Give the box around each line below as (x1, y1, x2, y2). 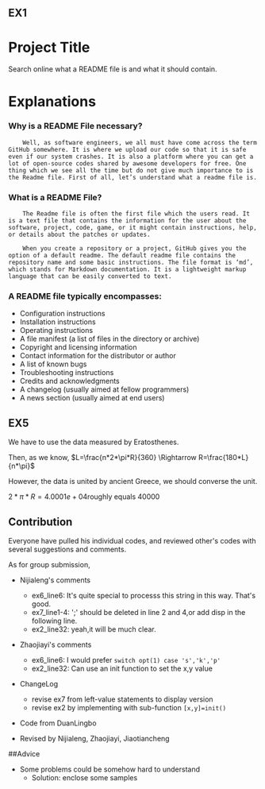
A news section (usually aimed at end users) (19, 393, 165, 403)
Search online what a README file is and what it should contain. (8, 64, 217, 74)
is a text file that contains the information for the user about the (8, 217, 247, 225)
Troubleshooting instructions (19, 368, 114, 377)
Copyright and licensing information (19, 342, 137, 352)
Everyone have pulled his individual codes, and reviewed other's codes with (8, 536, 256, 546)
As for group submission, (8, 560, 90, 570)
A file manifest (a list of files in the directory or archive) (19, 334, 200, 344)
